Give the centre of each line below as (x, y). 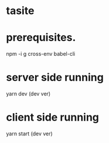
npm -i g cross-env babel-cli (40, 54)
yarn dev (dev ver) (28, 94)
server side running (55, 78)
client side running (53, 118)
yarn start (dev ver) (29, 134)
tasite (20, 11)
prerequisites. (41, 38)
